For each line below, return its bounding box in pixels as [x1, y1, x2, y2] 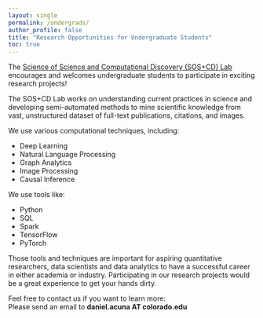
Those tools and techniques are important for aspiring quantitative [8, 254, 222, 263]
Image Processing [19, 166, 79, 176]
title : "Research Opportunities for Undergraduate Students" [8, 33, 213, 42]
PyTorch [19, 239, 47, 248]
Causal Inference [19, 174, 75, 185]
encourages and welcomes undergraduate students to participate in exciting [8, 71, 255, 80]
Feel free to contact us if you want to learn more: [8, 294, 166, 303]
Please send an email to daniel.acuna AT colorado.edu [8, 302, 188, 312]
